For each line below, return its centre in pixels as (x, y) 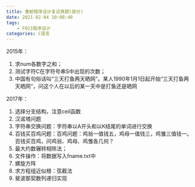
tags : (13, 23)
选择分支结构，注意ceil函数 (48, 112)
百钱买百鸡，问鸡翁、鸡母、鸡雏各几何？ (64, 141)
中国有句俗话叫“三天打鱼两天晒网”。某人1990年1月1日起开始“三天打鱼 (99, 79)
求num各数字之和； (38, 64)
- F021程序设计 (34, 28)
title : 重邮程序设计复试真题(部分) (45, 12)
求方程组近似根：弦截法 (43, 171)
